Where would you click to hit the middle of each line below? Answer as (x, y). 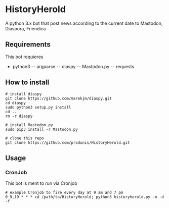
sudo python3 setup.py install (38, 107)
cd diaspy (16, 103)
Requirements (28, 45)
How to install (27, 83)
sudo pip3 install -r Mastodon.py (42, 129)
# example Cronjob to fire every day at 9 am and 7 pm (64, 193)
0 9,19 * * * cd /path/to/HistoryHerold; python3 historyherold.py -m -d (85, 197)
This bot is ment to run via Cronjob (41, 183)
